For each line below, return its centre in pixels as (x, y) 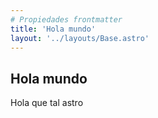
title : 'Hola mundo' (53, 29)
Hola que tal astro (47, 103)
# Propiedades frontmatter (66, 19)
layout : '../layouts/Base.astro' (80, 38)
